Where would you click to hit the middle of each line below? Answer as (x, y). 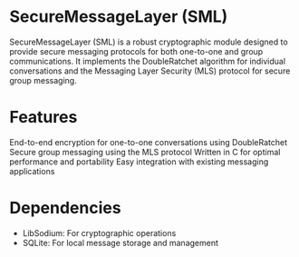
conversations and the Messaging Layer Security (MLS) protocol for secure (150, 71)
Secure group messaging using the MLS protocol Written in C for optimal (145, 152)
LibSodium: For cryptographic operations (99, 232)
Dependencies (65, 208)
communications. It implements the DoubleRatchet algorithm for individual (148, 61)
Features (43, 118)
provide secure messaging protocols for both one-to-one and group (136, 51)
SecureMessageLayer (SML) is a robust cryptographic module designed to (149, 42)
